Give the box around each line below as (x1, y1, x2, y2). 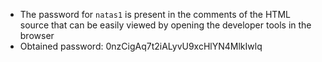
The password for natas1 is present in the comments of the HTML (19, 9, 291, 20)
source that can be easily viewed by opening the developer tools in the (19, 19, 312, 31)
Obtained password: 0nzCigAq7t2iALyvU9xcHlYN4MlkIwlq (19, 40, 263, 52)
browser (19, 30, 55, 41)
